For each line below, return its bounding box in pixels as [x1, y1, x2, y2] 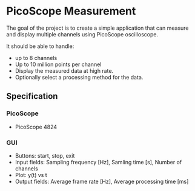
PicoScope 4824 [15, 123, 58, 130]
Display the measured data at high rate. [15, 67, 114, 74]
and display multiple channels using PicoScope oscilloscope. [6, 30, 159, 38]
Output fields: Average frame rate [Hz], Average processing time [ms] [15, 178, 189, 185]
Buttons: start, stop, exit [15, 152, 75, 159]
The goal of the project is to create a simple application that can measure [6, 24, 189, 32]
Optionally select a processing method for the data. [15, 73, 144, 81]
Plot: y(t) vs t [15, 171, 47, 178]
